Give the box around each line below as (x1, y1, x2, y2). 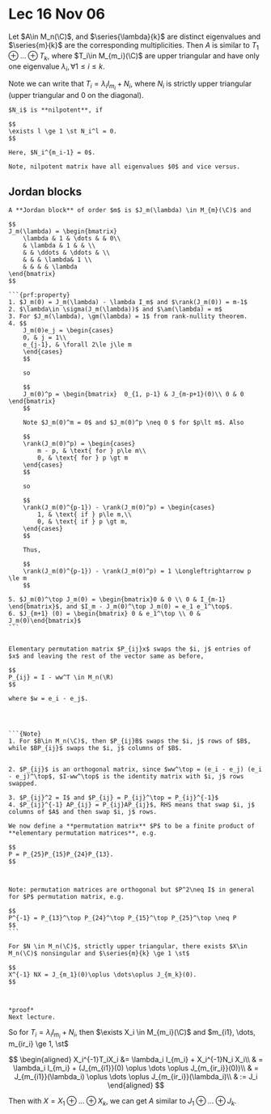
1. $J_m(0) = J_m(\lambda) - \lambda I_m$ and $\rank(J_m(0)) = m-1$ (8, 299, 248, 307)
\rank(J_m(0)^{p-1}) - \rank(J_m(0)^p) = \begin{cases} (23, 503, 216, 512)
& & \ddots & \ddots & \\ (23, 248, 111, 257)
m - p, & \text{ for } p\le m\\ (37, 447, 147, 455)
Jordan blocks (8, 184, 83, 198)
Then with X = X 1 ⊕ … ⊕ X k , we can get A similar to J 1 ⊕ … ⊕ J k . (8, 1096, 237, 1108)
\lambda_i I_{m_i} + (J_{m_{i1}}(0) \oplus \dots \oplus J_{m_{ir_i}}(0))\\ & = (13, 1063, 259, 1073)
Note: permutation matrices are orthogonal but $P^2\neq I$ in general (8, 886, 255, 894)
